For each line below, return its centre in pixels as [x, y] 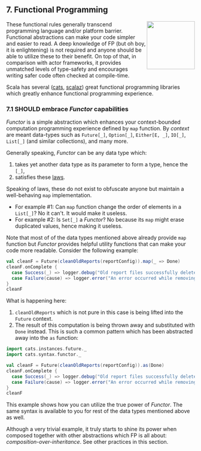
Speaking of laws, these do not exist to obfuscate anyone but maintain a [95, 189]
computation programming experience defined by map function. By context [98, 129]
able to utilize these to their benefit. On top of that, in [71, 56]
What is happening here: [36, 301]
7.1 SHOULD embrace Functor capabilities [67, 109]
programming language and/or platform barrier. [65, 31]
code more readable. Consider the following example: [72, 250]
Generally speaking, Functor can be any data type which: [77, 153]
